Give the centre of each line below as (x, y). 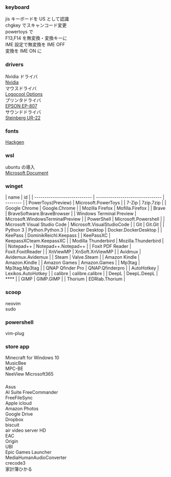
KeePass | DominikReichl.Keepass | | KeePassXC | (58, 235)
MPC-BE (14, 369)
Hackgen (15, 142)
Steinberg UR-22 (23, 118)
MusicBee (16, 363)
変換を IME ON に (23, 51)
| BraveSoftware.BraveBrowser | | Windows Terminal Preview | (71, 214)
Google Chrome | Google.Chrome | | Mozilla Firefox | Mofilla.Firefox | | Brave (86, 208)
